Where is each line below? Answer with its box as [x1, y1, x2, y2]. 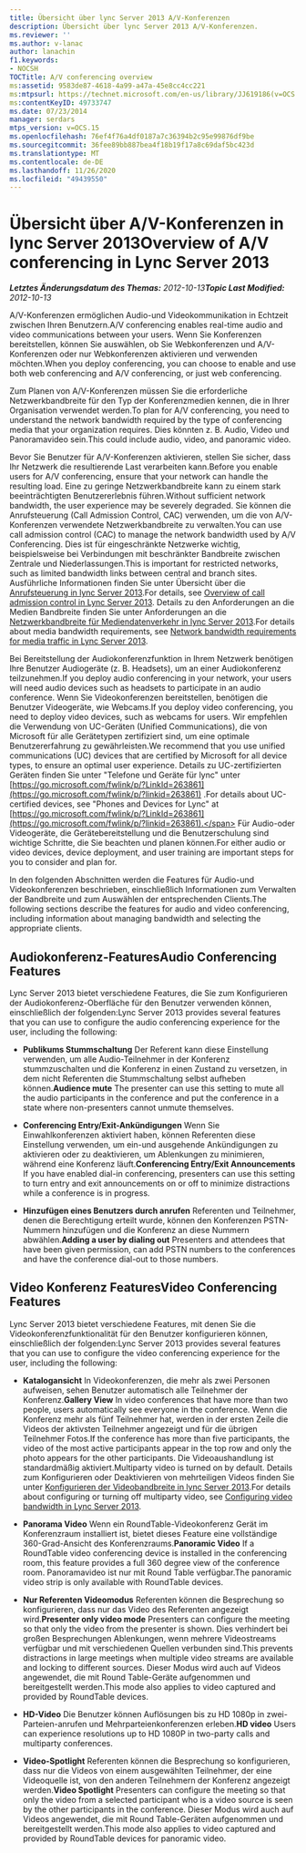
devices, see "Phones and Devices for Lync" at [42, 798, 219, 809]
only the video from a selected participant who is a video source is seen [22, 1794, 293, 1805]
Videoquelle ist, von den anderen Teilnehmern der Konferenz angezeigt [22, 1775, 291, 1786]
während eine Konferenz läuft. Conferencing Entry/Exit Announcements [22, 1158, 296, 1169]
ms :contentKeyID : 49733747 [9, 98, 112, 108]
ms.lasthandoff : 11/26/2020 [9, 166, 117, 175]
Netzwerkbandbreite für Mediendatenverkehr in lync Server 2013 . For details [9, 616, 295, 627]
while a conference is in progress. [22, 1188, 150, 1199]
